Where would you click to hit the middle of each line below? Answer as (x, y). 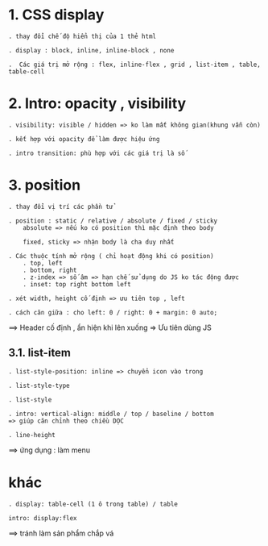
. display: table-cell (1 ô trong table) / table (93, 504)
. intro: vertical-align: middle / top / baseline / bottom (111, 414)
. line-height (32, 435)
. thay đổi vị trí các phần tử (61, 206)
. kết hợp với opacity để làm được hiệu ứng (84, 139)
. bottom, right (50, 270)
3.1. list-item (39, 353)
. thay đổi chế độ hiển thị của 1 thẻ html (82, 36)
